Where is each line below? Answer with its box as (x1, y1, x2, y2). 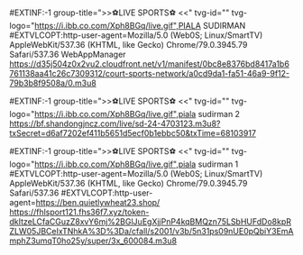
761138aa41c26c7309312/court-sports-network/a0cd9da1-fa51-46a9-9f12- (9, 68, 290, 78)
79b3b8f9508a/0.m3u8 (9, 77, 96, 88)
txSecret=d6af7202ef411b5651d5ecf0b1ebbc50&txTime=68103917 (9, 128, 257, 138)
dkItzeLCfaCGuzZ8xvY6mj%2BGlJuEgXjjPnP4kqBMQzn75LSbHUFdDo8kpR (9, 216, 291, 227)
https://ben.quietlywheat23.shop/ (35, 197, 161, 207)
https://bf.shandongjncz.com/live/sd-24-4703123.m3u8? (9, 118, 221, 129)
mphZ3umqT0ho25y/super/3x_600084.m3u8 (9, 235, 178, 246)
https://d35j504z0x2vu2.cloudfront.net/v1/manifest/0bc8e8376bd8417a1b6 (9, 59, 290, 69)
